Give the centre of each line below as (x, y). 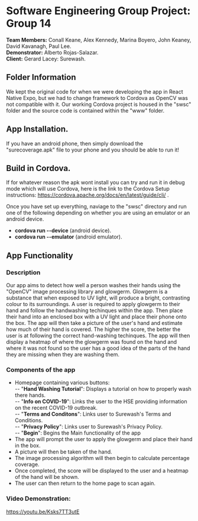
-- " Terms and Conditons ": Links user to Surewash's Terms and (93, 414)
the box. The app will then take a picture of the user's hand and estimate (95, 323)
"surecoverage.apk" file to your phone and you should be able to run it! (92, 150)
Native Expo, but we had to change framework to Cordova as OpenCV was (97, 98)
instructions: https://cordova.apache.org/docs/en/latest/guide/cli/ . (88, 195)
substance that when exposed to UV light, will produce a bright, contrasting (98, 298)
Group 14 (29, 23)
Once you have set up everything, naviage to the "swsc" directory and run (97, 207)
